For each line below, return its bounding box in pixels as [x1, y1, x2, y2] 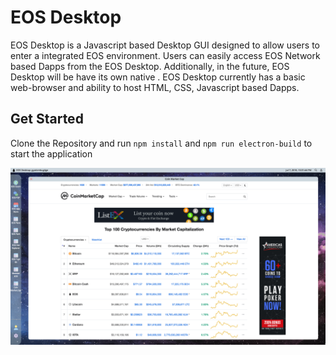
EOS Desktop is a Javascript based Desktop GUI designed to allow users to [10, 39, 320, 51]
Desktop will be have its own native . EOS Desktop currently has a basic [10, 71, 306, 83]
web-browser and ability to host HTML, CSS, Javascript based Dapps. [10, 81, 300, 93]
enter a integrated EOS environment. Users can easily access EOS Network [10, 49, 321, 61]
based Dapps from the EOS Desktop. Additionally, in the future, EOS [10, 60, 290, 72]
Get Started [10, 111, 84, 128]
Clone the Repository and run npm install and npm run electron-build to [10, 137, 313, 149]
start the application [10, 147, 93, 160]
